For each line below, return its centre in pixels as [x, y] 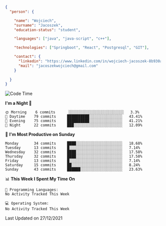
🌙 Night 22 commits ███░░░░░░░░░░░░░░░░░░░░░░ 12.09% [74, 125]
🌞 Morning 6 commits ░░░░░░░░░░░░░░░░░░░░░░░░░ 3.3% [72, 112]
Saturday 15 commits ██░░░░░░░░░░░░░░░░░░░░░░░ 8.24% [73, 165]
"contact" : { [27, 57]
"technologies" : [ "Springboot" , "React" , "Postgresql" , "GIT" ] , [82, 48]
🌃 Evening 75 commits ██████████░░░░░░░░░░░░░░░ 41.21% [74, 121]
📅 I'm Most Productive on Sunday [40, 135]
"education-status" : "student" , [47, 30]
